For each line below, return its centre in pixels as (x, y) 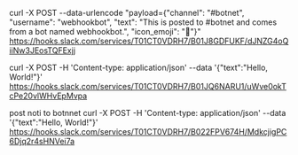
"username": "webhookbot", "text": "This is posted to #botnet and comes (143, 22)
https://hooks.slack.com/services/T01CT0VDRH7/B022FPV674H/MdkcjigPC (148, 132)
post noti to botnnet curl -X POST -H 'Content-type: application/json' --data (148, 113)
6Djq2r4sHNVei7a (42, 141)
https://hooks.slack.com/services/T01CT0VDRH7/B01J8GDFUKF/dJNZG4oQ (149, 41)
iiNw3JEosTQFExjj (43, 50)
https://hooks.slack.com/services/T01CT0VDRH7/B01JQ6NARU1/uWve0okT (148, 86)
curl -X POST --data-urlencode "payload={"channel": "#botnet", (127, 13)
